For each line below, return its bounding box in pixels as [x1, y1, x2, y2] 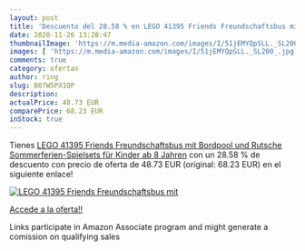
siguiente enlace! [9, 169, 74, 180]
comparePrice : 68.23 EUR [9, 106, 103, 115]
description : [9, 89, 59, 98]
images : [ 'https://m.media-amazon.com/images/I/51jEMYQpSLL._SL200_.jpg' [9, 47, 299, 56]
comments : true [9, 55, 67, 65]
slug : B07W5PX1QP [9, 81, 75, 90]
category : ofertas [9, 65, 79, 74]
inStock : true [9, 115, 64, 124]
